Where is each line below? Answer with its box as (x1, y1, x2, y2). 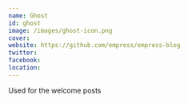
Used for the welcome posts (8, 85, 102, 95)
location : (8, 64, 42, 72)
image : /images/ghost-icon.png (8, 26, 113, 34)
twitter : (8, 49, 38, 57)
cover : (8, 34, 30, 42)
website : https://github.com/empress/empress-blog (8, 42, 181, 50)
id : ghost (8, 19, 42, 27)
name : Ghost (8, 11, 48, 20)
